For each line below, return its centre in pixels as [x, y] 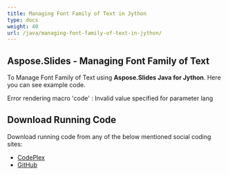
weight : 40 [23, 26]
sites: [15, 144]
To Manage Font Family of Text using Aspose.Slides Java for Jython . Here [114, 77]
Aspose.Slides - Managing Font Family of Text [108, 61]
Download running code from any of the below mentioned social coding [109, 136]
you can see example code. [46, 85]
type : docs [23, 20]
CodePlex [31, 157]
